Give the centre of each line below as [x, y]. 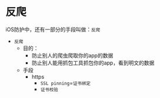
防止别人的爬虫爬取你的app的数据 [72, 55]
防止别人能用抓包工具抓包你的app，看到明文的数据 [93, 63]
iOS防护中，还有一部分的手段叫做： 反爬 [53, 29]
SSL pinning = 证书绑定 [65, 83]
